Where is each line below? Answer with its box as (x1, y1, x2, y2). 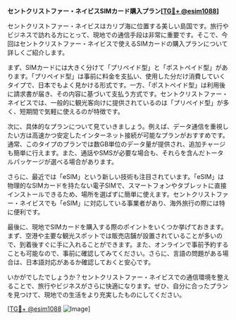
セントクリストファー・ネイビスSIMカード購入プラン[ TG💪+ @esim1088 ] (7, 7, 220, 15)
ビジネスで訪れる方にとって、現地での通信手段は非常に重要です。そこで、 (7, 31, 222, 39)
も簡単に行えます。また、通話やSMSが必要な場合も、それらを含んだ (7, 149, 206, 157)
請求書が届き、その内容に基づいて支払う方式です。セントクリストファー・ (13, 90, 229, 98)
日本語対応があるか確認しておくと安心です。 (25, 258, 155, 266)
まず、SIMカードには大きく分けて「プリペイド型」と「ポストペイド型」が (7, 63, 222, 71)
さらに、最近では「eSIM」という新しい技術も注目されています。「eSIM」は (7, 173, 224, 180)
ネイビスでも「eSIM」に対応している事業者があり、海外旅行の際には (19, 199, 220, 207)
